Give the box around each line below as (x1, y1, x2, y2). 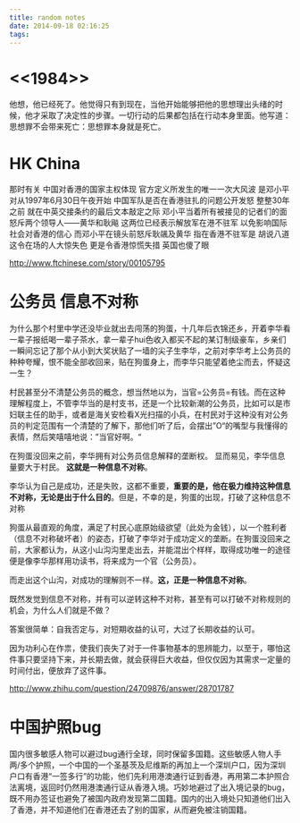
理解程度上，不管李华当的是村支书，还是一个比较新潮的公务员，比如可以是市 (9, 398, 291, 409)
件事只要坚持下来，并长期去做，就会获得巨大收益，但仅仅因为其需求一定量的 (9, 654, 291, 665)
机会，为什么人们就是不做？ (9, 605, 112, 615)
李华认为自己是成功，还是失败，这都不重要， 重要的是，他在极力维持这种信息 (9, 480, 291, 492)
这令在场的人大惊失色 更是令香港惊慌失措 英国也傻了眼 (9, 240, 210, 250)
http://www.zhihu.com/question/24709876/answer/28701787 (9, 683, 235, 694)
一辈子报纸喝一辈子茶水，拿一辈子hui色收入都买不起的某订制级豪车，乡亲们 (9, 335, 287, 345)
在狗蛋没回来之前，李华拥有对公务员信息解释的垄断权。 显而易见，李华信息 (9, 451, 286, 462)
